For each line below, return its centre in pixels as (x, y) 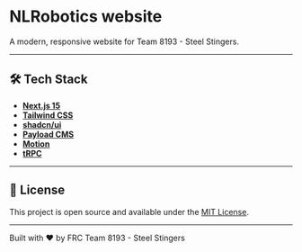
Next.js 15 (41, 105)
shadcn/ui (42, 124)
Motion (36, 144)
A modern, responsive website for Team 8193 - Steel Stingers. (124, 41)
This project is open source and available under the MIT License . (129, 211)
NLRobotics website (86, 17)
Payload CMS (48, 134)
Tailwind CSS (48, 115)
